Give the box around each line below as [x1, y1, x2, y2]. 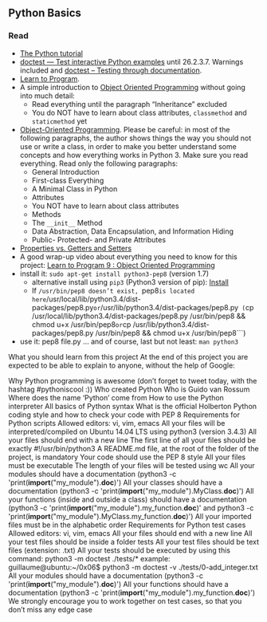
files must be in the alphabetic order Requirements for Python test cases [8, 520, 246, 529]
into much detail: [19, 91, 76, 100]
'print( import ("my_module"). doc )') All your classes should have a [8, 478, 223, 487]
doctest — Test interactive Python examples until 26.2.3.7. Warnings [19, 57, 244, 66]
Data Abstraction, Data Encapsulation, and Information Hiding [31, 226, 234, 236]
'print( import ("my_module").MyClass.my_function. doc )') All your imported [8, 511, 253, 521]
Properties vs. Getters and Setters [19, 243, 132, 253]
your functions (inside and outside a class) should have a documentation [8, 494, 247, 504]
